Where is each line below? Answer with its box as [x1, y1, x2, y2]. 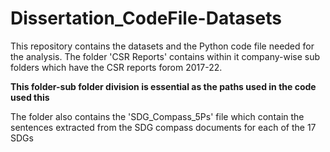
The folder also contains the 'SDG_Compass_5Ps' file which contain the [10, 110, 305, 122]
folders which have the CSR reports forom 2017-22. [10, 61, 223, 73]
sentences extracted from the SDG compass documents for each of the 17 [10, 121, 317, 133]
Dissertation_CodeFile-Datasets [10, 7, 282, 30]
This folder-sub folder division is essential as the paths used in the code [10, 80, 317, 92]
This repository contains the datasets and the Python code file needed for [10, 40, 315, 52]
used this [10, 91, 50, 103]
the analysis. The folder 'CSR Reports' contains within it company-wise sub [10, 50, 321, 62]
